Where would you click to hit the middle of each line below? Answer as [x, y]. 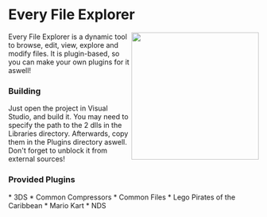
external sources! [37, 159]
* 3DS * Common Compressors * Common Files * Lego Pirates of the [122, 197]
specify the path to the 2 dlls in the [65, 126]
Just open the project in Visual [58, 108]
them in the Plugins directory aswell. [68, 142]
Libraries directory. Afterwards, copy [68, 134]
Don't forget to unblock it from [58, 151]
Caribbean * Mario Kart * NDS [57, 205]
